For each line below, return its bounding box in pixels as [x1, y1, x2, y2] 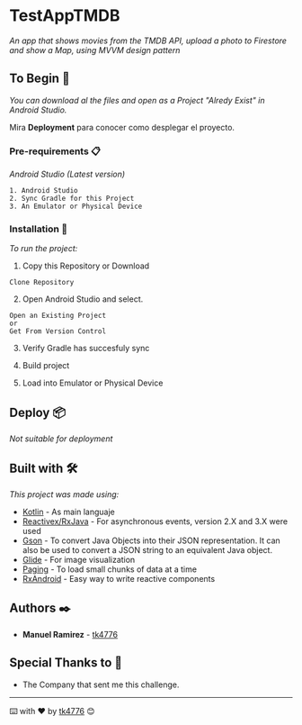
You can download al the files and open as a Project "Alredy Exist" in [9, 95, 265, 105]
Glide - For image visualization [22, 554, 136, 565]
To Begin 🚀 [9, 71, 70, 86]
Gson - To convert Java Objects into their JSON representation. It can [22, 535, 280, 546]
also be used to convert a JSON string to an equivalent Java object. [22, 544, 272, 555]
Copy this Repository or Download [22, 260, 150, 271]
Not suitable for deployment [9, 433, 113, 444]
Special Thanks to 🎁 [9, 655, 123, 671]
